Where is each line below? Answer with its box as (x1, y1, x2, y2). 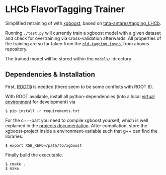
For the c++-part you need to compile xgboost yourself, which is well (5, 117, 148, 123)
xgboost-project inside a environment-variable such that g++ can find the (5, 128, 158, 134)
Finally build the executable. (5, 152, 63, 158)
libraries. (5, 133, 24, 139)
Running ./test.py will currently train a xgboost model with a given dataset (5, 30, 161, 36)
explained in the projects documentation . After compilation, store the (5, 122, 147, 129)
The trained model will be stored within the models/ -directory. (5, 55, 132, 61)
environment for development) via (5, 99, 75, 105)
